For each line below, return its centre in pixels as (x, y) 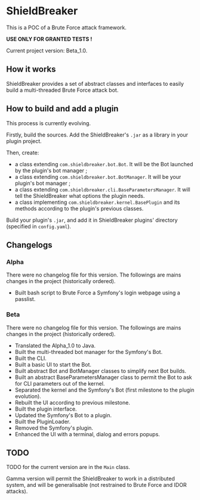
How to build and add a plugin (62, 109)
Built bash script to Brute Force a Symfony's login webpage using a (97, 293)
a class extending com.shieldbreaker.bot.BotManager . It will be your (98, 176)
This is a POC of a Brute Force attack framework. (67, 27)
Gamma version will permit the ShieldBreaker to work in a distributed (90, 479)
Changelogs (29, 245)
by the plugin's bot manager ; (51, 170)
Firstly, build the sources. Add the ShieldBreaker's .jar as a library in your (97, 135)
